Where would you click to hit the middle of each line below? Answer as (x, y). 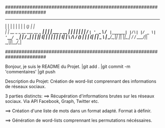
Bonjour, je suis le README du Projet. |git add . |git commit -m (68, 66)
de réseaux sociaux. (26, 86)
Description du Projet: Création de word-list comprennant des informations (81, 81)
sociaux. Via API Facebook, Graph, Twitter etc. (52, 101)
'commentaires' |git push (30, 72)
